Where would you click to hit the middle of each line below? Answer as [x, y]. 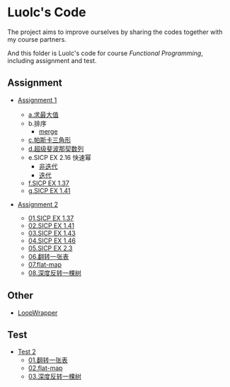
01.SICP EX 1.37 [51, 218]
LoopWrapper [38, 313]
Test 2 [27, 352]
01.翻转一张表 [48, 360]
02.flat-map [45, 368]
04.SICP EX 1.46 [52, 241]
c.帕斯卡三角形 [50, 139]
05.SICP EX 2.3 [50, 248]
